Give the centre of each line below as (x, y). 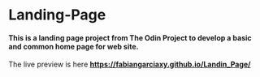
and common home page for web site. (74, 46)
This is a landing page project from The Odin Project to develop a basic (130, 37)
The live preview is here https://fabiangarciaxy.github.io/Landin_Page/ (130, 64)
